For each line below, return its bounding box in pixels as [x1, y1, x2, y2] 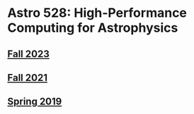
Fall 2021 [7, 72, 48, 84]
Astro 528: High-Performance [7, 5, 188, 21]
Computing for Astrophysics [7, 20, 178, 36]
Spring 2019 [7, 96, 62, 108]
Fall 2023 [7, 48, 50, 60]
